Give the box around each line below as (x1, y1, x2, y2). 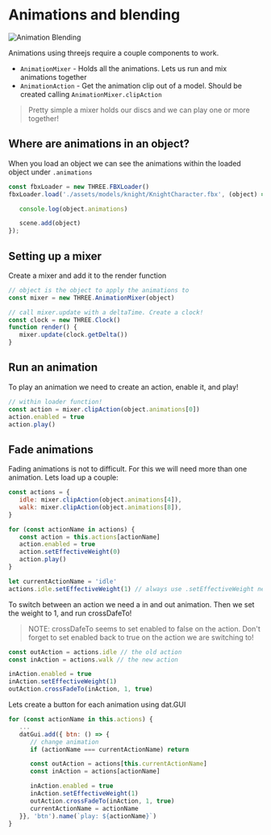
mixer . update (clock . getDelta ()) (19, 331, 128, 339)
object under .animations (8, 167, 93, 177)
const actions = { (8, 489, 70, 497)
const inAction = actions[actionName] (29, 767, 161, 776)
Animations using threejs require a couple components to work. (8, 48, 219, 57)
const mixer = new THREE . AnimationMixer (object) (8, 293, 175, 302)
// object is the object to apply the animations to (8, 286, 190, 294)
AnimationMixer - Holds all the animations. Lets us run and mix (19, 63, 227, 73)
